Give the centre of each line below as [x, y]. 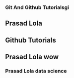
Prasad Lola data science [36, 71]
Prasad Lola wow [32, 57]
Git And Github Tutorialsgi [37, 7]
